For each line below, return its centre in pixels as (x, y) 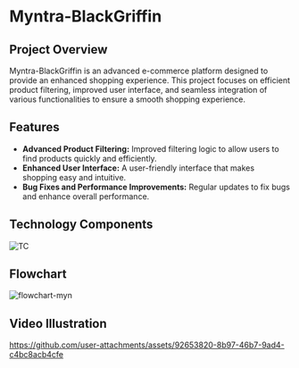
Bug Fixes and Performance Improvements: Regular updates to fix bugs (156, 187)
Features (34, 127)
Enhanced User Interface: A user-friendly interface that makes (138, 168)
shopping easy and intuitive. (74, 177)
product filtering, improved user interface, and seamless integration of (138, 90)
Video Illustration (58, 323)
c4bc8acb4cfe (37, 355)
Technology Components (81, 225)
